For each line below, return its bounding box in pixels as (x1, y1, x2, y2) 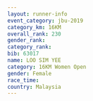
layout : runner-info (7, 10, 68, 18)
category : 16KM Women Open (7, 63, 87, 70)
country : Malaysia (7, 83, 61, 90)
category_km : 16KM (7, 23, 61, 31)
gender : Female (7, 70, 52, 77)
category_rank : (7, 43, 52, 51)
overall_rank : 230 (7, 30, 61, 38)
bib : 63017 (7, 51, 39, 58)
